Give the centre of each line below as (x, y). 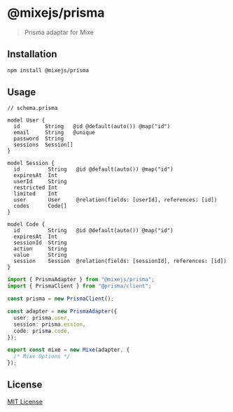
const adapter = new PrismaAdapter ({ (62, 312)
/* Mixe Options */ (42, 357)
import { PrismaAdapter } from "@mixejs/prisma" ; (81, 280)
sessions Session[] (43, 145)
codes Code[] (41, 206)
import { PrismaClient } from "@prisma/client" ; (79, 286)
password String (39, 139)
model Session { (31, 163)
